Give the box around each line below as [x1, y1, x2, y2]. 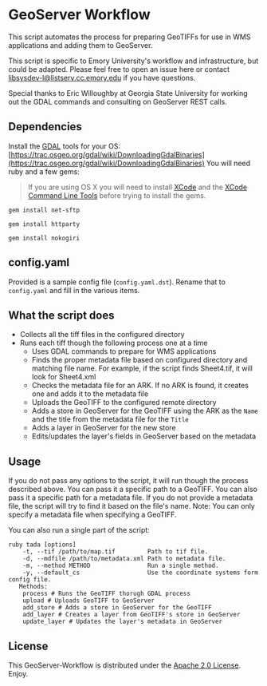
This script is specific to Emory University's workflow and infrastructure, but [8, 56, 259, 65]
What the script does [8, 308, 115, 322]
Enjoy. [8, 669, 29, 678]
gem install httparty [8, 220, 80, 228]
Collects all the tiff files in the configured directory [19, 330, 185, 339]
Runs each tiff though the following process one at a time [19, 338, 209, 348]
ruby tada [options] [8, 541, 77, 549]
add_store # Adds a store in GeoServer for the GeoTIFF [22, 604, 213, 612]
